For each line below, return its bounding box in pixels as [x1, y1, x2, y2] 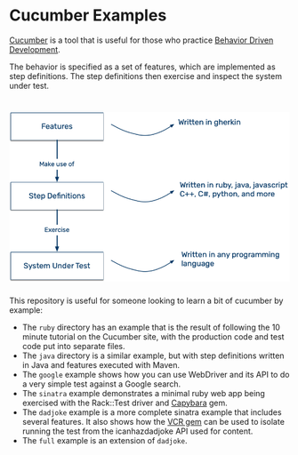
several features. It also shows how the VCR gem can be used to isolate [21, 416, 285, 427]
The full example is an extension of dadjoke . [21, 435, 188, 445]
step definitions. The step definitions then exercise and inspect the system [9, 70, 283, 81]
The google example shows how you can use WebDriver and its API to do [21, 369, 290, 379]
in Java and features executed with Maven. [21, 359, 181, 370]
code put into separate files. [21, 340, 126, 351]
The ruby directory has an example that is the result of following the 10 [21, 322, 280, 332]
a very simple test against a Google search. [21, 379, 181, 389]
